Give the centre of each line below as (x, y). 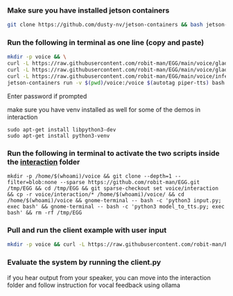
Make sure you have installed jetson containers (88, 10)
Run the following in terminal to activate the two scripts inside (113, 153)
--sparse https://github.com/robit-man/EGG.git (130, 183)
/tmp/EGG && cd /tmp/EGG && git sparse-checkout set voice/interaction (113, 189)
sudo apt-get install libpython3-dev (62, 130)
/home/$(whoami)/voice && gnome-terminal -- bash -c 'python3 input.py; (114, 201)
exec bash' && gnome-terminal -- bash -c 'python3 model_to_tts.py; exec (116, 207)
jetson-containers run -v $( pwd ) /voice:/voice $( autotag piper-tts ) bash (116, 83)
